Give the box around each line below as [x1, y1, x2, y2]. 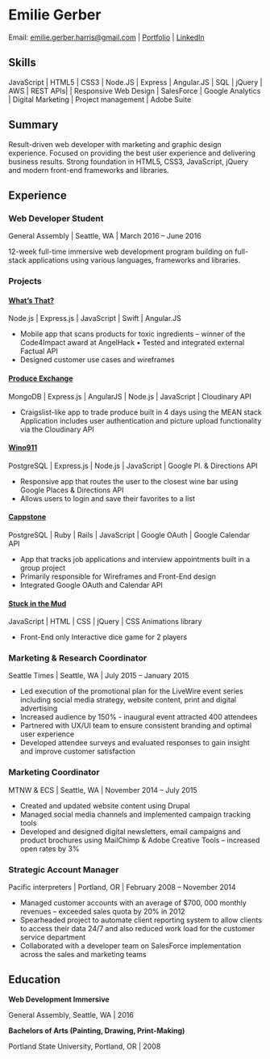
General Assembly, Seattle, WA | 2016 [8, 1010, 135, 1019]
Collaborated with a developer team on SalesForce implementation [19, 941, 242, 951]
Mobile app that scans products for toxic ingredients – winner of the [19, 329, 246, 339]
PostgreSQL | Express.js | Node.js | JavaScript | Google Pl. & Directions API [8, 461, 258, 470]
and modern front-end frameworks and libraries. [8, 165, 169, 175]
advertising [19, 703, 58, 713]
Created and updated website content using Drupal [19, 800, 191, 810]
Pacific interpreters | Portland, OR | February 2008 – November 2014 [8, 883, 236, 892]
